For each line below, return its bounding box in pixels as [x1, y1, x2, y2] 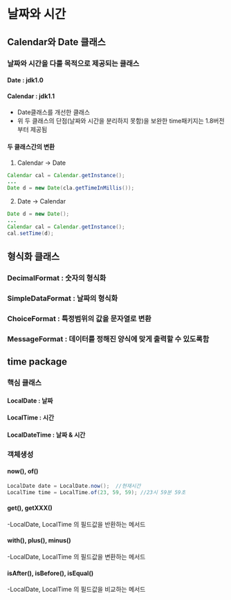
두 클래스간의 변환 [7, 143, 55, 151]
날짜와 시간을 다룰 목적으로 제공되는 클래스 [7, 58, 140, 68]
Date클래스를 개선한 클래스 [17, 108, 91, 116]
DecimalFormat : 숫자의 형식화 [7, 273, 107, 282]
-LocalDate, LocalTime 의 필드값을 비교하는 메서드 [7, 585, 146, 594]
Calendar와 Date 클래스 [7, 36, 106, 48]
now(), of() [7, 467, 39, 475]
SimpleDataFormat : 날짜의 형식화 [7, 293, 118, 303]
